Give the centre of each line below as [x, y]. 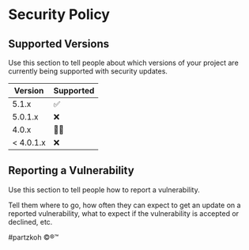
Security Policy [59, 15]
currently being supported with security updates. [88, 71]
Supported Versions [58, 44]
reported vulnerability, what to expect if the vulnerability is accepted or [124, 213]
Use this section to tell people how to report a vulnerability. [104, 189]
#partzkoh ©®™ [34, 237]
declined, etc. [30, 222]
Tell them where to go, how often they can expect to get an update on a [124, 205]
